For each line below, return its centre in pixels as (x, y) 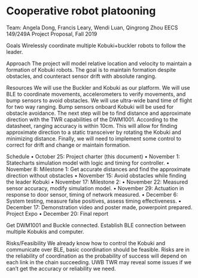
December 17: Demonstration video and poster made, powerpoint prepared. (99, 207)
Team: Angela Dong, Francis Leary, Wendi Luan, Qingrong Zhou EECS (92, 28)
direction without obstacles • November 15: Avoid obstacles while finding (96, 175)
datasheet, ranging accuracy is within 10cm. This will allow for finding (92, 126)
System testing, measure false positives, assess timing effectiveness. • (94, 201)
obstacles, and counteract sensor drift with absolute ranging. (81, 76)
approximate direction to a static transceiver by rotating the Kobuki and (94, 132)
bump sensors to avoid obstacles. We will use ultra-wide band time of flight (99, 100)
